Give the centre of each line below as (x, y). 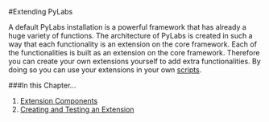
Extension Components (59, 101)
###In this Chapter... (42, 85)
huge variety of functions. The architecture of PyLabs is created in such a (130, 36)
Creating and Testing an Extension (77, 109)
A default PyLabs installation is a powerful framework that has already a (128, 27)
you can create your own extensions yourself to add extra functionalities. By (135, 61)
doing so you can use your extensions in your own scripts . (105, 70)
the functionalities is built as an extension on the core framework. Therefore (134, 53)
